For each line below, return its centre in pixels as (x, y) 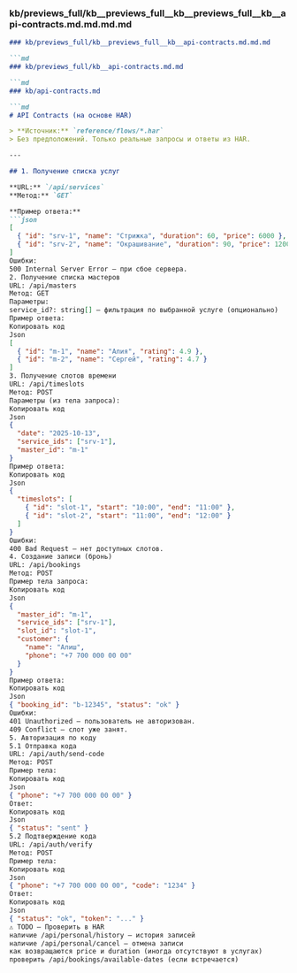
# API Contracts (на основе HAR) (71, 115)
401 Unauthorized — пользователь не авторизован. (103, 721)
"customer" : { (43, 640)
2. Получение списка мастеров (65, 277)
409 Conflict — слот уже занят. (69, 729)
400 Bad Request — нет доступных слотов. (87, 548)
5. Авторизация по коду (53, 738)
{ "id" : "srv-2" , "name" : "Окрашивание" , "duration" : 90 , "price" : (144, 245)
